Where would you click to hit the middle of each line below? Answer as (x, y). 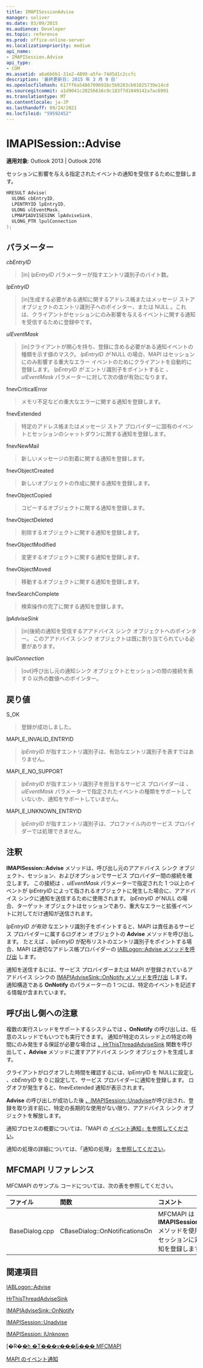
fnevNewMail (23, 446)
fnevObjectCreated (30, 471)
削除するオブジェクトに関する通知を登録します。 (82, 533)
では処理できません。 (58, 831)
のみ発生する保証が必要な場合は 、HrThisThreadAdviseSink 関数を (99, 1044)
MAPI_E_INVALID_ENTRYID (40, 739)
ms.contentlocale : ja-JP (37, 102)
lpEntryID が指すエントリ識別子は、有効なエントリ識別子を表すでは (105, 752)
